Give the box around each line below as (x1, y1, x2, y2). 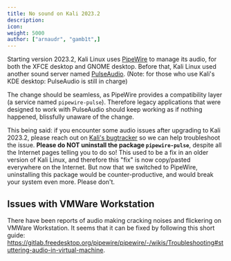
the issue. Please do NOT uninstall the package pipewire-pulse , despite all (7, 141, 223, 149)
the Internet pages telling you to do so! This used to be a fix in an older (7, 149, 209, 157)
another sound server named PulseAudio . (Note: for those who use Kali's (7, 70, 215, 78)
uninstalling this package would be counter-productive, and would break (7, 171, 214, 179)
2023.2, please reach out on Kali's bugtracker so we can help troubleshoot (7, 133, 221, 142)
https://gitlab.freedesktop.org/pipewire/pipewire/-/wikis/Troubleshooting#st (7, 238, 223, 246)
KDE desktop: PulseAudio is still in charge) (7, 77, 128, 85)
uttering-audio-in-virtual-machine (7, 246, 104, 254)
